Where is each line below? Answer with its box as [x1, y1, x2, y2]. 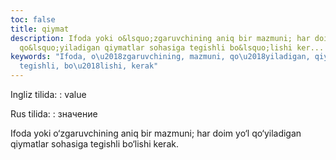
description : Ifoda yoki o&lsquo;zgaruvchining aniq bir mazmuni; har [10, 33, 311, 43]
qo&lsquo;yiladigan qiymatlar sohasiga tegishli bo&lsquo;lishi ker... [19, 42, 325, 53]
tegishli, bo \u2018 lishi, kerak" [19, 61, 159, 71]
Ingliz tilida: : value [10, 89, 87, 100]
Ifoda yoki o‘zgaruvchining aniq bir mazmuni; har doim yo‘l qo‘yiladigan [10, 127, 302, 139]
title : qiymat [10, 24, 70, 34]
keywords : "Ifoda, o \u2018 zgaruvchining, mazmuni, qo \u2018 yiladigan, [10, 52, 311, 62]
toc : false [10, 14, 56, 25]
